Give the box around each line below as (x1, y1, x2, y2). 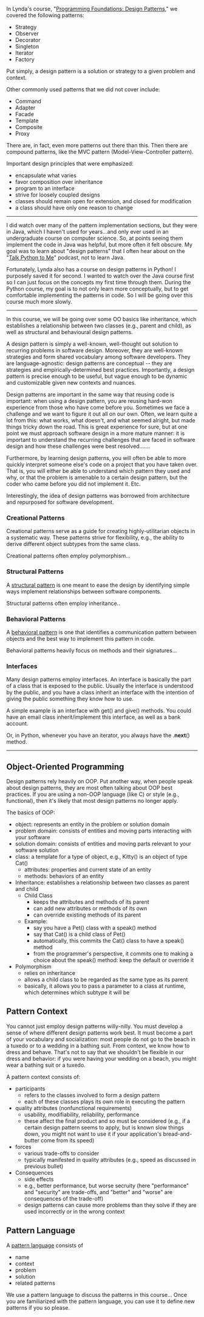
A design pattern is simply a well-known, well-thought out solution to (6, 340, 178, 348)
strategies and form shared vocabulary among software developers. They (6, 353, 191, 360)
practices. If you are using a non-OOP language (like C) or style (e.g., (6, 791, 180, 798)
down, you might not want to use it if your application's (24, 1130, 162, 1137)
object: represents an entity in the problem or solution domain (15, 821, 170, 828)
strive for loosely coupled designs (15, 191, 100, 198)
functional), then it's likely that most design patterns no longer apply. (6, 797, 178, 804)
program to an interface (15, 185, 75, 192)
